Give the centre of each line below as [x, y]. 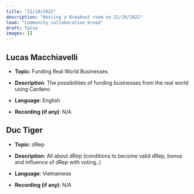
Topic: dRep [30, 144]
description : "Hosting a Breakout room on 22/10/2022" [74, 17]
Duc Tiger [24, 130]
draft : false [22, 28]
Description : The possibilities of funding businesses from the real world [101, 82]
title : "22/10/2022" [31, 11]
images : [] [19, 34]
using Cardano [32, 89]
